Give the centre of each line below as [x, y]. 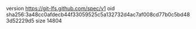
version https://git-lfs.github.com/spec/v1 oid [61, 8]
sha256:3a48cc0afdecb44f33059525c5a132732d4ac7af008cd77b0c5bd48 [98, 14]
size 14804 [49, 21]
